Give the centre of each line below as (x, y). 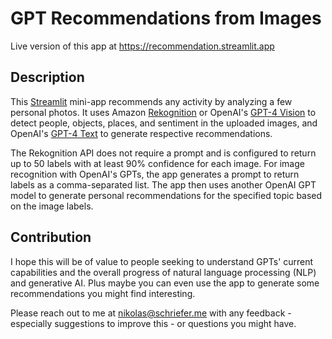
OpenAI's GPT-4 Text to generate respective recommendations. (141, 133)
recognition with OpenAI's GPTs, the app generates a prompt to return (155, 174)
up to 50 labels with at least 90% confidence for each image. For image (157, 163)
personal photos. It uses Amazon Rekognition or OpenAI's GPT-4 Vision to (163, 112)
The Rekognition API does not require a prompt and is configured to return (163, 153)
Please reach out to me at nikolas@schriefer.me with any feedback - (151, 313)
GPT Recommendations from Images (166, 18)
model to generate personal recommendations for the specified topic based (166, 195)
